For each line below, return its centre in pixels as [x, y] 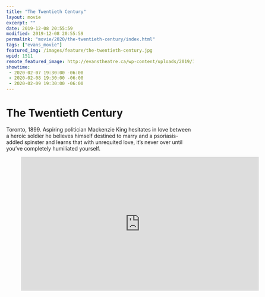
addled [15, 142]
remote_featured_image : [36, 61]
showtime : [18, 67]
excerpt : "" [21, 23]
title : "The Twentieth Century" [46, 12]
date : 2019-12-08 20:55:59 [40, 28]
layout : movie [24, 17]
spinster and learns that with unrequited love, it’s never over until [104, 142]
